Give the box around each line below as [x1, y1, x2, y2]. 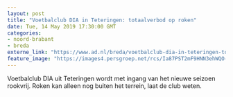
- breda [7, 42, 30, 49]
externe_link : [7, 49, 49, 56]
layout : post [7, 10, 45, 17]
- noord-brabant [7, 36, 54, 43]
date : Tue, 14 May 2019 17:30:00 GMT [7, 23, 116, 30]
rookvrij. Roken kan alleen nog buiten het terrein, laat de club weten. [7, 81, 202, 90]
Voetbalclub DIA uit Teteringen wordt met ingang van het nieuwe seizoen [7, 74, 216, 82]
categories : [7, 29, 42, 37]
